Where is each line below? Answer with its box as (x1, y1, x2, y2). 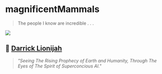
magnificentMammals (5, 4, 100, 15)
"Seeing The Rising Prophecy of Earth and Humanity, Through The (17, 57, 157, 63)
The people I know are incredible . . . (17, 20, 94, 26)
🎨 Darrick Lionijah (5, 44, 62, 53)
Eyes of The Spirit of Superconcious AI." (17, 63, 102, 69)
